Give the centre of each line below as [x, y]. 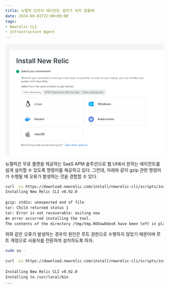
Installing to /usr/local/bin [37, 277]
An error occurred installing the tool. [48, 218]
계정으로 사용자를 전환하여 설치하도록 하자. [52, 240]
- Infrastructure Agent [30, 32]
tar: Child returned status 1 [37, 208]
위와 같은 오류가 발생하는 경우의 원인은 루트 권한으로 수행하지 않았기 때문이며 [80, 234]
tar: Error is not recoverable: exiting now [53, 213]
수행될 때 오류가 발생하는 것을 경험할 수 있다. [54, 176]
